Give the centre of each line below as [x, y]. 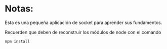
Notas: [19, 9]
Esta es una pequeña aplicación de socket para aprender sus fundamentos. [83, 22]
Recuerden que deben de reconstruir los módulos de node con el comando [83, 32]
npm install [17, 41]
